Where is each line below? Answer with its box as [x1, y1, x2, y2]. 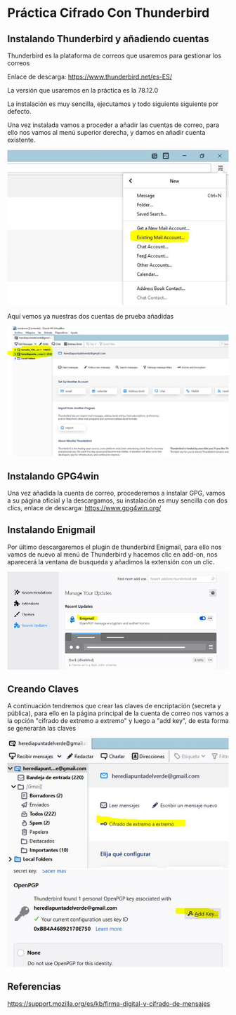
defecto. [7, 107, 32, 115]
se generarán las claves [7, 724, 76, 733]
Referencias [7, 981, 62, 993]
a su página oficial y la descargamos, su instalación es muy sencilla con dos [7, 496, 228, 505]
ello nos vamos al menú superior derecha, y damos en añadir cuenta [7, 128, 206, 136]
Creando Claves [7, 683, 79, 696]
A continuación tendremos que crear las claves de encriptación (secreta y [7, 702, 221, 710]
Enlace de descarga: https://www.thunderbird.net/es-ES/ [7, 72, 172, 81]
